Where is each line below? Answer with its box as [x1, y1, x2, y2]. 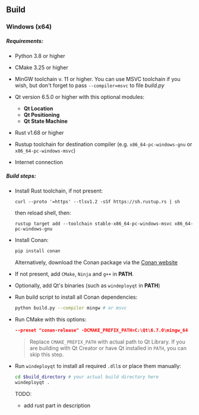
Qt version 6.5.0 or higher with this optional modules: [14, 94, 144, 101]
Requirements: [6, 37, 43, 44]
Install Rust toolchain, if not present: [14, 187, 103, 194]
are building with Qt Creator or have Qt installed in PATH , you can [29, 344, 187, 351]
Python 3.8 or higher [14, 52, 65, 60]
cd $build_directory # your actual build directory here [14, 374, 159, 380]
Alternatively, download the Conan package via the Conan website [14, 259, 178, 266]
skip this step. [29, 351, 64, 358]
